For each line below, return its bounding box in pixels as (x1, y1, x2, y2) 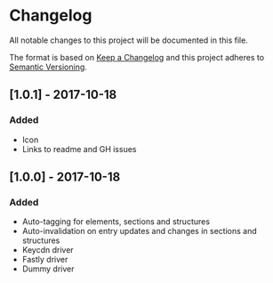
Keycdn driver (21, 245, 74, 255)
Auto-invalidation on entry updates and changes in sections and (21, 226, 257, 237)
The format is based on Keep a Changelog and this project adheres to (9, 52, 265, 62)
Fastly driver (21, 255, 68, 265)
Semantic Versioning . (9, 61, 87, 72)
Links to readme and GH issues (21, 143, 137, 154)
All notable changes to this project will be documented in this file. (9, 35, 249, 45)
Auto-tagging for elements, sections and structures (21, 216, 211, 227)
